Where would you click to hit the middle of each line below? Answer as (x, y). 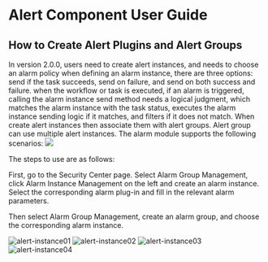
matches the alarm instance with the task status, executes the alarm (122, 108)
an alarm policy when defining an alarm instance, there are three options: (131, 73)
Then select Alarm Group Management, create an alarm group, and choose (134, 216)
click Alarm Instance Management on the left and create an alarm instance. (134, 183)
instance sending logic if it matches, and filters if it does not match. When (132, 116)
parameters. (29, 201)
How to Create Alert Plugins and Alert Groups (125, 45)
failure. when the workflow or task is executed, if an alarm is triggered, (127, 90)
